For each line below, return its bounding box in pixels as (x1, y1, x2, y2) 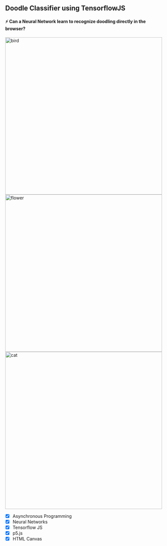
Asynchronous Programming (12, 513, 72, 519)
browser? (5, 25, 26, 32)
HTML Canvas (12, 535, 42, 541)
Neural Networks (12, 518, 48, 525)
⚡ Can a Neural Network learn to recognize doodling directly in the (5, 18, 146, 24)
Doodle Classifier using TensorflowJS (5, 4, 125, 13)
